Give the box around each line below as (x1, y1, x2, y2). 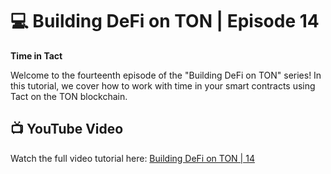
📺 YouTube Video (10, 121, 124, 138)
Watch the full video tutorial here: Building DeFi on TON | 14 (10, 152, 255, 164)
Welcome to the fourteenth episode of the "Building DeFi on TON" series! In (10, 69, 322, 81)
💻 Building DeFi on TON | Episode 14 (10, 10, 320, 33)
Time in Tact (10, 49, 63, 62)
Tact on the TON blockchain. (10, 90, 128, 102)
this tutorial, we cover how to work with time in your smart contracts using (10, 79, 316, 92)
